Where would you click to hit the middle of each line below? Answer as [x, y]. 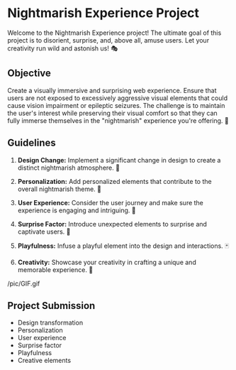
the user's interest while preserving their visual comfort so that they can [112, 113]
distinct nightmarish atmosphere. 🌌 [69, 168]
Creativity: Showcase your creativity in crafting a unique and [107, 262]
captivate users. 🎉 [44, 232]
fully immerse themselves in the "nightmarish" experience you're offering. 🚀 [118, 120]
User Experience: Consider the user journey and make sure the [111, 202]
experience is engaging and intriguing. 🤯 [77, 210]
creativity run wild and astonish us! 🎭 [63, 48]
